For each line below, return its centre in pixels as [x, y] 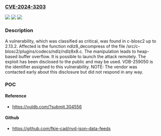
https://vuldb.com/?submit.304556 [47, 106]
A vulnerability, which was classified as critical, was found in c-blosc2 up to [81, 41]
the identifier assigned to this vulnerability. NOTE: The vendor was [71, 67]
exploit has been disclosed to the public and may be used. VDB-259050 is [79, 61]
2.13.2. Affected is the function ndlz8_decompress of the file [65, 46]
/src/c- [133, 46]
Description [19, 30]
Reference [16, 96]
